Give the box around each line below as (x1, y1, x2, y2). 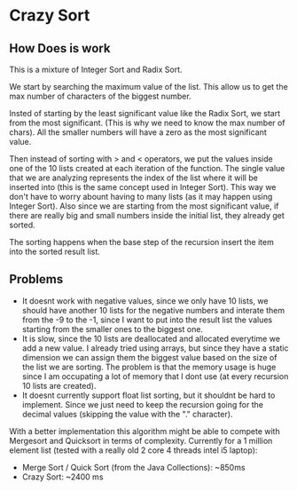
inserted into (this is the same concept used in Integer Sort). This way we (9, 182, 277, 192)
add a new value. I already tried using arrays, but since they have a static (21, 343, 289, 353)
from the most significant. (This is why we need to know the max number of (9, 117, 285, 128)
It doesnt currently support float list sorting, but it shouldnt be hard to (21, 390, 276, 400)
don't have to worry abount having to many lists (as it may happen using (9, 192, 273, 202)
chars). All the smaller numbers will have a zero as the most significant (9, 127, 268, 138)
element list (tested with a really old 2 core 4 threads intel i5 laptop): (9, 445, 258, 455)
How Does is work (9, 41, 111, 56)
